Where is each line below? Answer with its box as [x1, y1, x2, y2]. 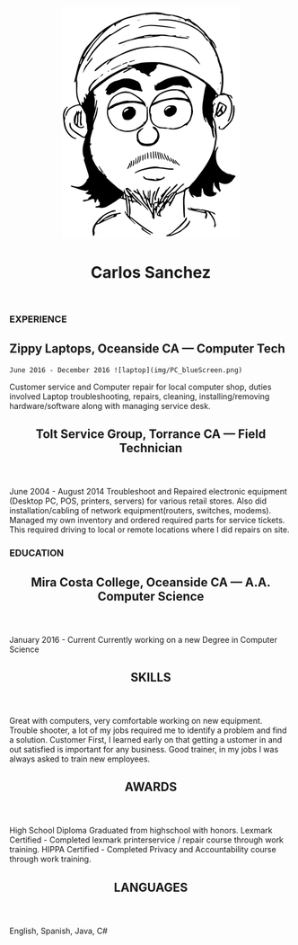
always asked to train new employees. [9, 753, 151, 764]
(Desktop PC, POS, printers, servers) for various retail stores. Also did [9, 495, 267, 506]
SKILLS [129, 670, 172, 685]
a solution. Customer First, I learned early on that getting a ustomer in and [9, 735, 283, 745]
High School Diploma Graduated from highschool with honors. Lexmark [9, 825, 273, 836]
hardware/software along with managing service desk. [9, 401, 211, 411]
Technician [118, 441, 183, 456]
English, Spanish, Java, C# [9, 925, 108, 936]
